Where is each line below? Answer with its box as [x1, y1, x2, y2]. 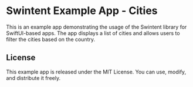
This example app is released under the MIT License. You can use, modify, [6, 68, 187, 75]
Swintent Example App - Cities [6, 4, 158, 18]
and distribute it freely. [6, 74, 60, 81]
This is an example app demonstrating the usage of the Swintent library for [6, 23, 187, 30]
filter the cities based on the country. [6, 36, 96, 43]
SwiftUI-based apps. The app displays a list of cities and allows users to [6, 29, 180, 36]
